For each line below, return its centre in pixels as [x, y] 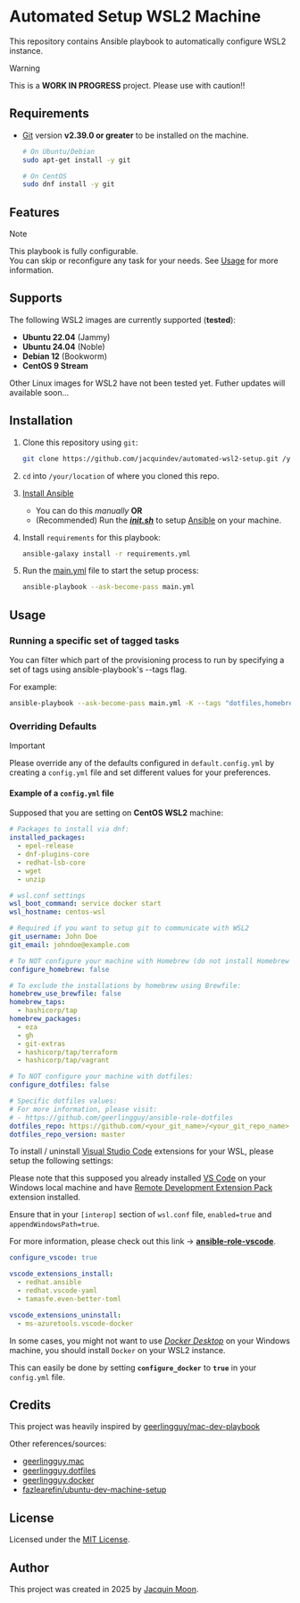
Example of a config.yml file [62, 793]
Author [29, 1568]
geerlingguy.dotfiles [59, 1471]
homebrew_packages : [46, 1019]
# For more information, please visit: [83, 1109]
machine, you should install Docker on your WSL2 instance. [117, 1350]
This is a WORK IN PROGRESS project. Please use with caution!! [127, 85]
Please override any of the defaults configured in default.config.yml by [142, 763]
